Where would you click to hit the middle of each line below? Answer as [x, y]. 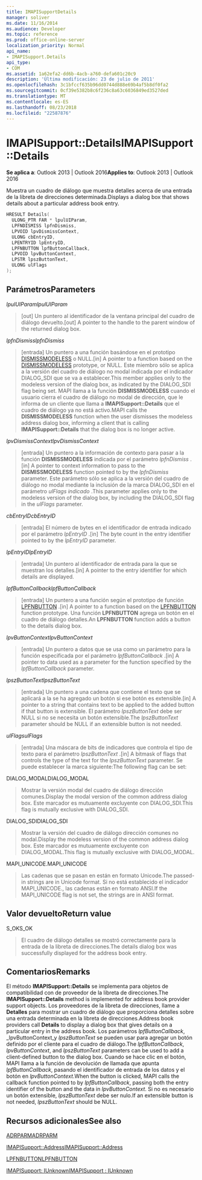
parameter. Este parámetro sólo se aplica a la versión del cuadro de [105, 478]
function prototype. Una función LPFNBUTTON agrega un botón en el [108, 613]
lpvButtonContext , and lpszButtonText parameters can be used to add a [95, 1051]
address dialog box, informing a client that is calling [85, 423]
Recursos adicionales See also [64, 1121]
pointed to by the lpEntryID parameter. [68, 540]
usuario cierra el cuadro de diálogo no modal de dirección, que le [102, 397]
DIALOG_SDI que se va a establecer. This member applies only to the [106, 378]
